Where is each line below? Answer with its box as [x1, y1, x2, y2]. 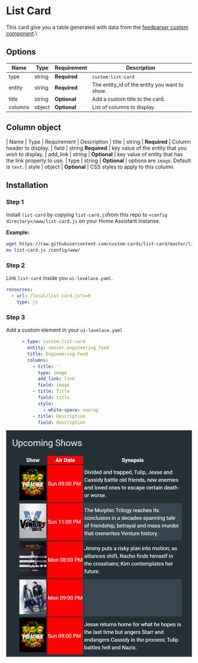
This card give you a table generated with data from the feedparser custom [6, 24, 189, 31]
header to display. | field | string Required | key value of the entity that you [6, 144, 187, 151]
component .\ [6, 29, 37, 37]
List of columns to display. [92, 104, 156, 111]
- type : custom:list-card [21, 339, 85, 345]
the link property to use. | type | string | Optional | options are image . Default [6, 157, 192, 164]
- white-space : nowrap [43, 407, 99, 413]
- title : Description [32, 413, 85, 419]
